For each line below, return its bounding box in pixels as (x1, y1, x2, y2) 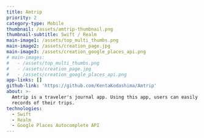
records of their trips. (12, 100, 75, 106)
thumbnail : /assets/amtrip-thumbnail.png (6, 26, 114, 32)
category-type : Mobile (6, 20, 64, 26)
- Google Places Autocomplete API (12, 123, 100, 129)
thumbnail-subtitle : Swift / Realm (6, 32, 97, 38)
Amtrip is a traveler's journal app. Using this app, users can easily (12, 94, 199, 100)
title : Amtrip (6, 9, 43, 15)
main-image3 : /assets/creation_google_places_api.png (6, 49, 147, 55)
